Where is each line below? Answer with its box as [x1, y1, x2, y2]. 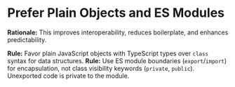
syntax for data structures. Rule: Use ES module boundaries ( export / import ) [7, 56, 227, 65]
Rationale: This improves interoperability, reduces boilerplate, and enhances [7, 28, 229, 36]
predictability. [7, 35, 47, 43]
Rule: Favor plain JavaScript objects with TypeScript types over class [7, 49, 209, 58]
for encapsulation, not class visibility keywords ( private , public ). [7, 64, 195, 72]
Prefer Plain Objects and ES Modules [7, 5, 224, 21]
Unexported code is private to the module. [7, 72, 130, 80]
